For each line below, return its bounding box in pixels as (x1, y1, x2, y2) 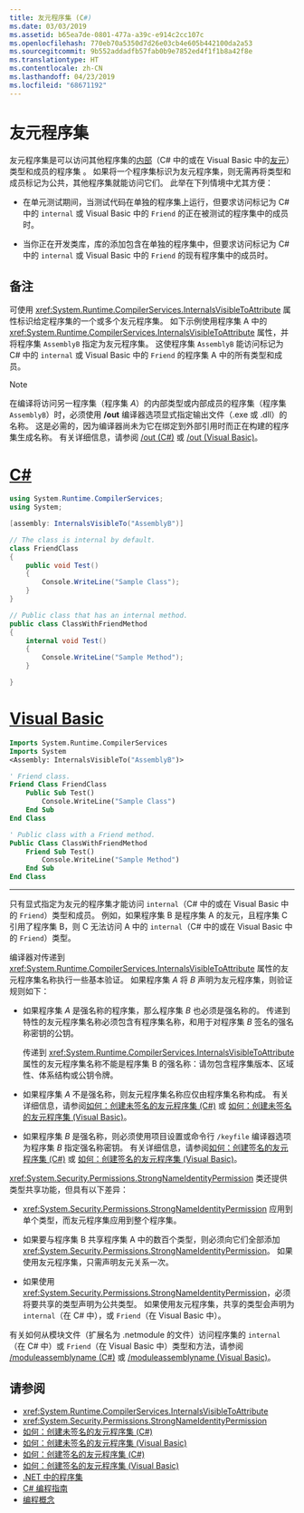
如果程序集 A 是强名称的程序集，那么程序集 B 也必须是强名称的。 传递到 (22, 1005, 291, 1016)
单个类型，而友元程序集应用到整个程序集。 (22, 1215, 182, 1225)
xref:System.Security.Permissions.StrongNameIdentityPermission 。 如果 (22, 1245, 293, 1256)
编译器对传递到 (9, 952, 65, 962)
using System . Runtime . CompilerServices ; (9, 494, 165, 503)
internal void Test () (25, 636, 107, 645)
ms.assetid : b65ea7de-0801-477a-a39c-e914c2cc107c (9, 30, 204, 39)
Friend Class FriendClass (9, 780, 107, 789)
